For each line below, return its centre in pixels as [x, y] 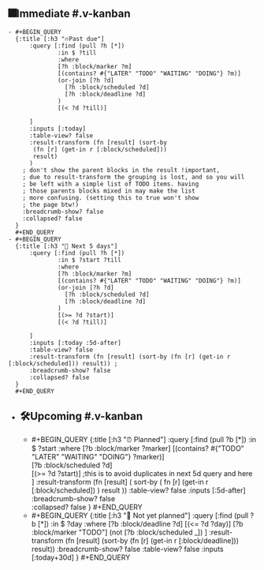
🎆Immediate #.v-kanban [70, 14]
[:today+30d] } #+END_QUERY [81, 557]
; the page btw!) [51, 204]
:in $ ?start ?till [90, 260]
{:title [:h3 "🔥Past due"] [60, 39]
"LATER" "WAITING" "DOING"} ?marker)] [98, 456]
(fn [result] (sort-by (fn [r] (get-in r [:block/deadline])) [152, 540]
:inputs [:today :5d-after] [75, 343]
